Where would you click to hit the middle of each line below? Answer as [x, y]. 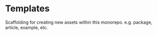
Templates [27, 9]
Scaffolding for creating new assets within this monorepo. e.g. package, [79, 22]
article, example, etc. [27, 27]
